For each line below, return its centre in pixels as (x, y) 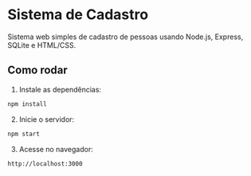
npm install (27, 104)
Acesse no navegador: (56, 149)
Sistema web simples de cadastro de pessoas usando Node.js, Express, (125, 37)
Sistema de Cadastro (78, 15)
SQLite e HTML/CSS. (42, 45)
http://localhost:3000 (45, 164)
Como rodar (38, 70)
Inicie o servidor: (47, 119)
